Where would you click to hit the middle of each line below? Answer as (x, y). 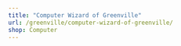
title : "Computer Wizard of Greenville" (75, 15)
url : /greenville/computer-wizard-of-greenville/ (91, 23)
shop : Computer (33, 30)
